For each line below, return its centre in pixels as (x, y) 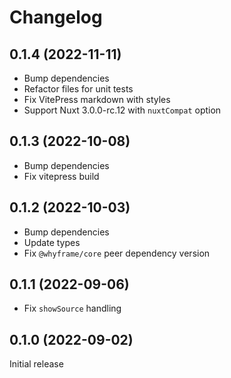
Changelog (56, 17)
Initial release (36, 364)
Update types (52, 242)
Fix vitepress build (61, 176)
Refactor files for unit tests (78, 89)
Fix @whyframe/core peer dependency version (117, 253)
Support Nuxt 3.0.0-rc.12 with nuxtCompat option (122, 110)
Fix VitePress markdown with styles (97, 99)
